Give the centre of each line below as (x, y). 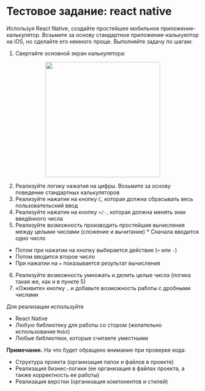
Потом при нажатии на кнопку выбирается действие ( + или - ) (96, 250)
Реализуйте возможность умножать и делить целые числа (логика (103, 275)
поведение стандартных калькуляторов (67, 192)
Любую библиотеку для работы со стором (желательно (88, 325)
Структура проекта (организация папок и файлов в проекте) (95, 361)
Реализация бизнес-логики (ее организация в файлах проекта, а (100, 368)
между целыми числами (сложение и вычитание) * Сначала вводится (107, 231)
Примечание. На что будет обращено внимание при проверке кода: (96, 350)
